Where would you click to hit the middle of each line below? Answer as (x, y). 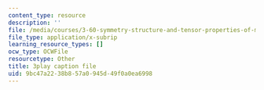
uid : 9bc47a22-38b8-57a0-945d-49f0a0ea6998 (81, 74)
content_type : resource (47, 15)
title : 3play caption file (52, 67)
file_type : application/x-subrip (63, 37)
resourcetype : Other (42, 59)
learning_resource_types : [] (56, 45)
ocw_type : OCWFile (38, 52)
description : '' (35, 23)
